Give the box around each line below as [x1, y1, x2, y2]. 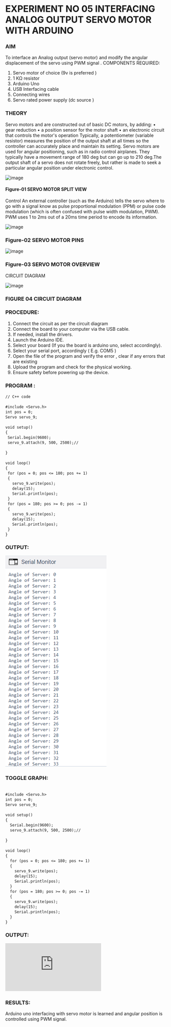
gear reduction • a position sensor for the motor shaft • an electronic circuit [5, 127, 164, 133]
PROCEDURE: [5, 309, 39, 316]
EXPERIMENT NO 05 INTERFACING [5, 3, 156, 15]
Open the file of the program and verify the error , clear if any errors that [12, 353, 165, 359]
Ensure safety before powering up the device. [12, 369, 109, 375]
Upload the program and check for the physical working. [12, 363, 132, 370]
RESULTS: [5, 999, 31, 1006]
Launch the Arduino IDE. [12, 336, 64, 343]
